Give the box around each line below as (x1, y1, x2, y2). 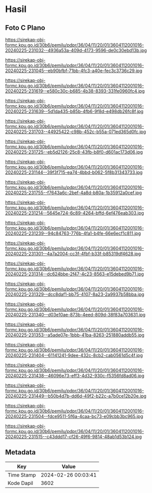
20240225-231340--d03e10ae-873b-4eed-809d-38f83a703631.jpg (5, 312, 146, 317)
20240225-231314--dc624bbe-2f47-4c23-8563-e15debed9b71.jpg (5, 271, 144, 277)
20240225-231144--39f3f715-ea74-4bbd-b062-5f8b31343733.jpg (5, 169, 143, 175)
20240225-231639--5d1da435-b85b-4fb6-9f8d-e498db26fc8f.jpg (5, 109, 144, 114)
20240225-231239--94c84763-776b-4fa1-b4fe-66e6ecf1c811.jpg (5, 230, 141, 236)
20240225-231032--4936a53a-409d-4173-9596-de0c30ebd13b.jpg (5, 48, 147, 53)
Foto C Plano (5, 24, 45, 32)
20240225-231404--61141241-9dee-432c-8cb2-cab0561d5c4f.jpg (5, 352, 143, 358)
